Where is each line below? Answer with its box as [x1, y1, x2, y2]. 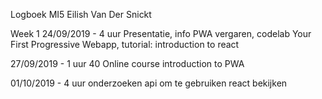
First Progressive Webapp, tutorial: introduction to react [10, 39, 240, 50]
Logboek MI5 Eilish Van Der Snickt [10, 9, 152, 20]
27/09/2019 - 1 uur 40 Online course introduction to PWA [10, 58, 245, 69]
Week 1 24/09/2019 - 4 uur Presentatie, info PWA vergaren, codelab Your [10, 28, 312, 39]
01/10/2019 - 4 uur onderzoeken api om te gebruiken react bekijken [10, 77, 288, 89]
